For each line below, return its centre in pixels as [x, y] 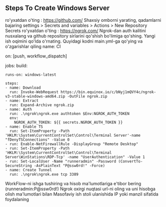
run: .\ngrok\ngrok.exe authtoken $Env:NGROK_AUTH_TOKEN [70, 113]
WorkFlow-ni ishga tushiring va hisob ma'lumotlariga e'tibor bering [73, 183]
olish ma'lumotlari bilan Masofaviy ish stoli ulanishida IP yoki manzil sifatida [82, 194]
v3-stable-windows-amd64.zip [35, 96]
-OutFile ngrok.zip [87, 96]
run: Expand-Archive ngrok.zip [42, 105]
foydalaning [17, 199]
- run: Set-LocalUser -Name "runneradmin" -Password [61, 161]
